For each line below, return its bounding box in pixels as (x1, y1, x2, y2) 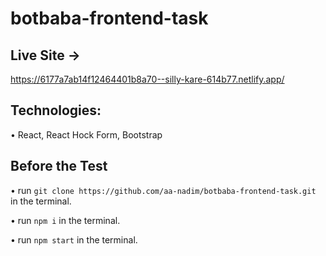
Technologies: (10, 102, 102, 119)
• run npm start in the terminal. (10, 233, 138, 246)
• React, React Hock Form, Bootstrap (10, 128, 163, 141)
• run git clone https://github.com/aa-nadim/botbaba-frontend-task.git (10, 184, 317, 196)
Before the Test (10, 158, 108, 175)
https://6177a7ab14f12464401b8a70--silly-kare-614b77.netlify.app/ (10, 73, 285, 85)
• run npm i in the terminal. (10, 214, 121, 226)
